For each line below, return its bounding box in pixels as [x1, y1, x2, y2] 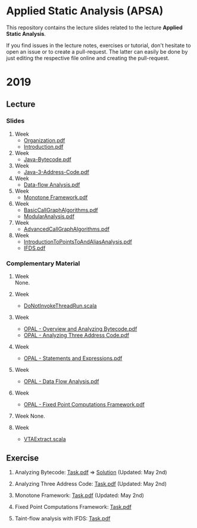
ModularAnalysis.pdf [23, 213, 75, 220]
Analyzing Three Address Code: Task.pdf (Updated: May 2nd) [14, 480, 167, 487]
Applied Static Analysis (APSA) [6, 4, 164, 18]
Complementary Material [6, 259, 80, 268]
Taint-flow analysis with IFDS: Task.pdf [14, 514, 111, 522]
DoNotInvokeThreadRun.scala [23, 302, 97, 309]
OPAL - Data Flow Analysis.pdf [23, 378, 99, 385]
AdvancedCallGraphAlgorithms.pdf [23, 225, 110, 232]
